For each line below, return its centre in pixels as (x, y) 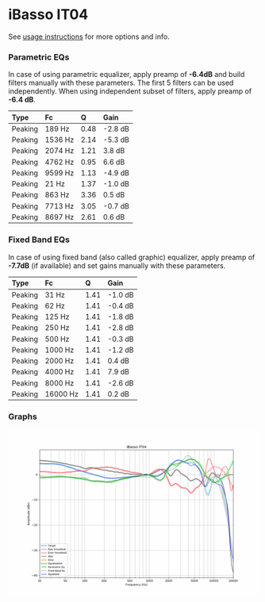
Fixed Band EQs (39, 240)
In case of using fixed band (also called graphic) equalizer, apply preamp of (132, 257)
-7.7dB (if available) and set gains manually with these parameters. (117, 265)
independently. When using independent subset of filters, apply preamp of (130, 91)
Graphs (23, 416)
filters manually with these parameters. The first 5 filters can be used (121, 83)
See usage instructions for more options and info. (89, 36)
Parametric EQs (39, 57)
